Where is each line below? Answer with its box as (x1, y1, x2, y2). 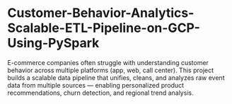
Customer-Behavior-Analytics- (7, 5, 195, 21)
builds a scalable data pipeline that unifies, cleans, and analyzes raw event (7, 73, 225, 82)
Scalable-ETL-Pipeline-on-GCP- (7, 20, 200, 36)
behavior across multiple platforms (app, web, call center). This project (7, 66, 214, 74)
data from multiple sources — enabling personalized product (7, 81, 185, 89)
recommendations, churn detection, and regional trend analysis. (7, 88, 194, 97)
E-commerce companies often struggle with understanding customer (7, 58, 209, 67)
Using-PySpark (7, 35, 100, 51)
